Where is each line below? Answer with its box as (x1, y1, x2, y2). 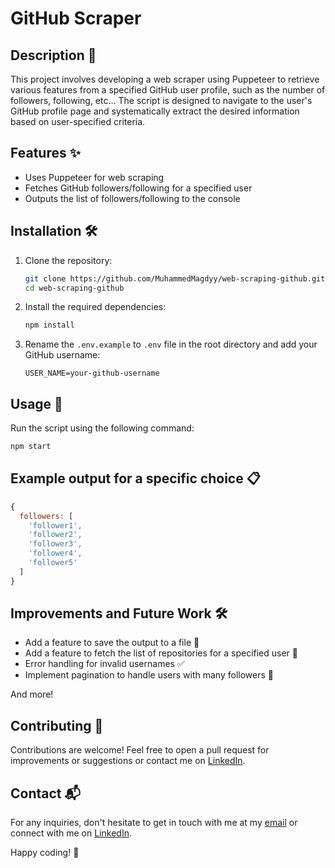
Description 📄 (10, 47, 97, 64)
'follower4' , (28, 548, 83, 559)
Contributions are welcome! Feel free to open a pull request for (10, 744, 270, 756)
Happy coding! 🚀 (10, 847, 80, 859)
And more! (10, 688, 54, 701)
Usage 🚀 (10, 395, 63, 412)
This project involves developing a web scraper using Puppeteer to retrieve (10, 73, 320, 85)
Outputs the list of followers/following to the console (24, 192, 241, 204)
